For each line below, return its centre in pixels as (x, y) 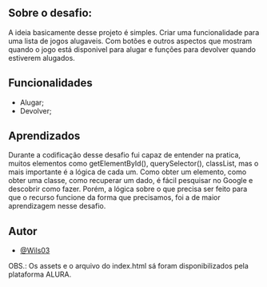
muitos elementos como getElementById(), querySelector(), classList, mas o (133, 164)
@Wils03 (35, 250)
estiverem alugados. (42, 58)
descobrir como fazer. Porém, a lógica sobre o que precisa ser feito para (128, 189)
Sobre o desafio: (50, 13)
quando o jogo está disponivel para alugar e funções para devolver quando (132, 49)
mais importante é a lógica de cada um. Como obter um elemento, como (128, 172)
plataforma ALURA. (40, 274)
